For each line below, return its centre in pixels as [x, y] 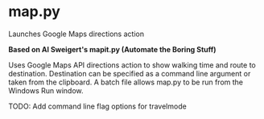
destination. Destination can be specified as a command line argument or [130, 73]
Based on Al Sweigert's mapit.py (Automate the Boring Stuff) [112, 49]
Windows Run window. [46, 90]
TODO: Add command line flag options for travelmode [97, 106]
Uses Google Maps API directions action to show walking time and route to [132, 65]
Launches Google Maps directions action [76, 34]
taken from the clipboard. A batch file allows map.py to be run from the [126, 82]
